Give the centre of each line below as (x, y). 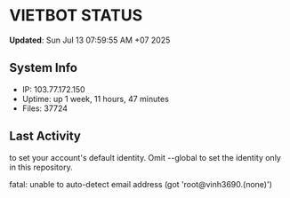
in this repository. (41, 167)
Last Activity (45, 136)
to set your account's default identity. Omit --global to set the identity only (145, 157)
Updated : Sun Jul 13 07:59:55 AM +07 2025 (90, 40)
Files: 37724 (45, 108)
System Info (44, 68)
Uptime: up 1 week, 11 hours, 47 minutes (95, 99)
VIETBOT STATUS (76, 16)
